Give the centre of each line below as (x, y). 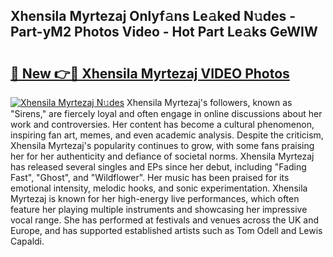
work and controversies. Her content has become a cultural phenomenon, (162, 124)
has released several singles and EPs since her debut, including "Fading (158, 167)
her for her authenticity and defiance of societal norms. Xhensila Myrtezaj (162, 156)
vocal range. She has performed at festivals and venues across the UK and (165, 220)
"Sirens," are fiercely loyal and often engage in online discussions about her (166, 113)
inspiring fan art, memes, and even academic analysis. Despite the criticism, (167, 135)
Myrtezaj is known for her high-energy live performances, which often (155, 198)
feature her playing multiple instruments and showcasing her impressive (159, 209)
